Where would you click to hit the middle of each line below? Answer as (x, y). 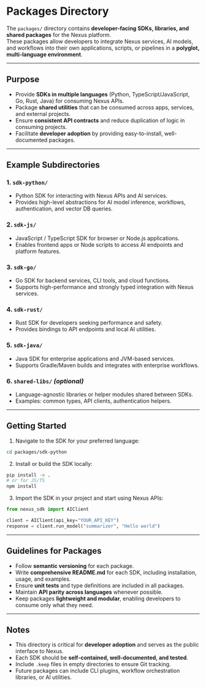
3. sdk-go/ (21, 267)
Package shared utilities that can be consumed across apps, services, (105, 107)
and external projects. (43, 114)
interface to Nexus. (39, 651)
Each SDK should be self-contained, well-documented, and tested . (102, 658)
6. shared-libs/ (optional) (45, 381)
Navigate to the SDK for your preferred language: (77, 441)
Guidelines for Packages (54, 551)
